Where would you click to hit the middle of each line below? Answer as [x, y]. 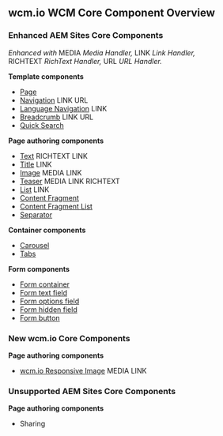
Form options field [49, 301]
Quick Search [42, 125]
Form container [44, 284]
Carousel [34, 245]
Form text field [43, 292]
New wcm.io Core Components [69, 338]
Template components [46, 76]
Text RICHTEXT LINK [54, 156]
